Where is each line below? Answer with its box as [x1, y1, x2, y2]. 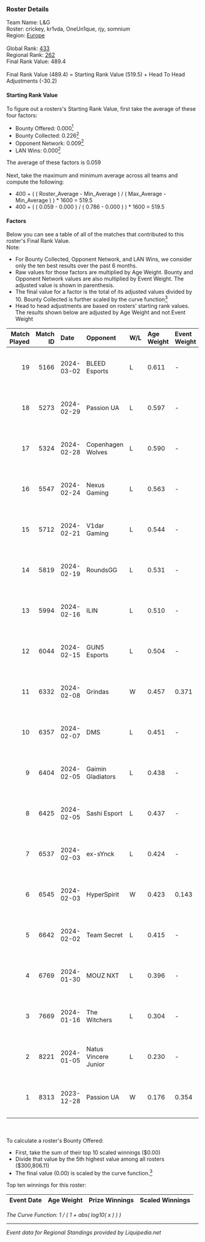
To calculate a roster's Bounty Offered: [6, 1137, 104, 1144]
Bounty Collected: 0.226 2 [15, 131, 79, 139]
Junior [86, 1060, 105, 1068]
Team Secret [86, 930, 123, 939]
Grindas [86, 687, 109, 696]
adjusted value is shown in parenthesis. [15, 282, 115, 289]
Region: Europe [6, 32, 45, 39]
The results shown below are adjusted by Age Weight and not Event [15, 309, 186, 316]
